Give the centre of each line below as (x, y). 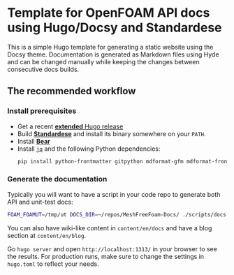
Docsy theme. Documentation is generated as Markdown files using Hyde (113, 54)
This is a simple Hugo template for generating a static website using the (110, 47)
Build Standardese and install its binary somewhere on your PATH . (111, 133)
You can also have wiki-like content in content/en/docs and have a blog (110, 228)
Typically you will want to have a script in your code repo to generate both (114, 194)
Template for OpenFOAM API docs (109, 13)
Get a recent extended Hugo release (70, 126)
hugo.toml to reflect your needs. (53, 264)
